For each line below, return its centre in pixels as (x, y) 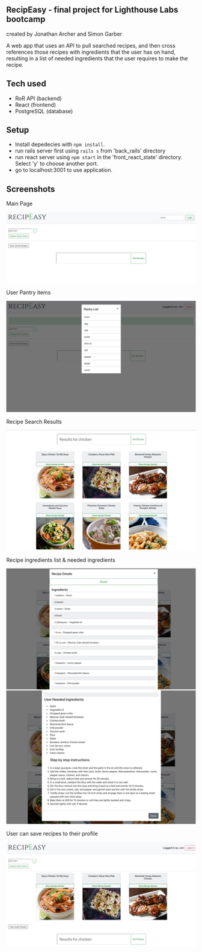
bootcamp (26, 20)
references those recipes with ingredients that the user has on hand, (91, 52)
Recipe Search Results (34, 421)
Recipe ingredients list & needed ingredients (61, 560)
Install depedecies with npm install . (60, 145)
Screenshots (31, 189)
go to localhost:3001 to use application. (64, 170)
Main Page (20, 204)
